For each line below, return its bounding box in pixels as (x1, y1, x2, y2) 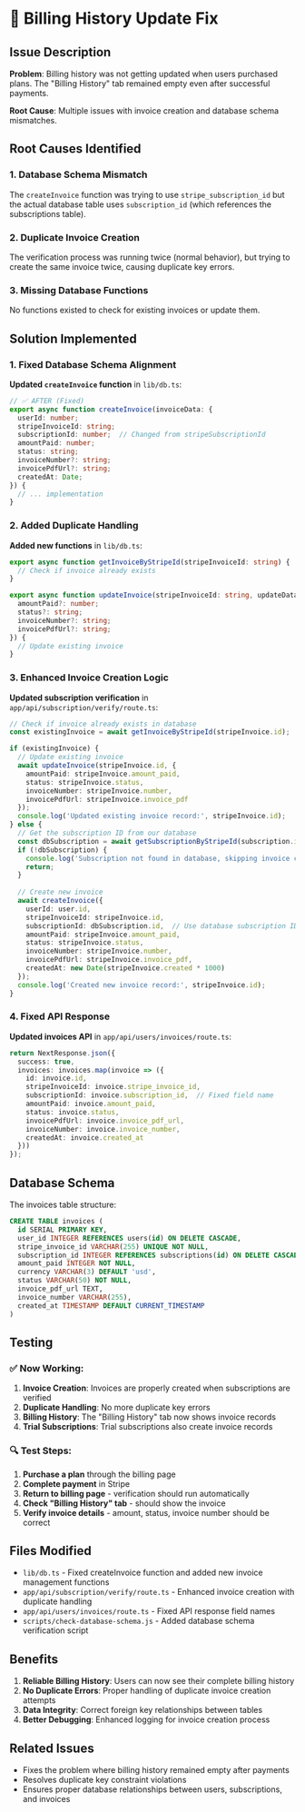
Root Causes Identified (9, 141, 142, 157)
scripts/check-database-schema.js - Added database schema (22, 1616, 255, 1627)
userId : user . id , (25, 904, 92, 914)
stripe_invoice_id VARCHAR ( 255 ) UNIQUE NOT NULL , (17, 1242, 209, 1252)
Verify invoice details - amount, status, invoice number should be (22, 1507, 270, 1518)
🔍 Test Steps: (9, 1444, 73, 1457)
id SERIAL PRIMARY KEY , (17, 1225, 107, 1234)
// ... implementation (17, 490, 103, 499)
